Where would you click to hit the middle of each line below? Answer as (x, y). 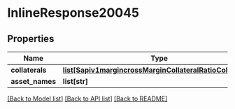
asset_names (34, 81)
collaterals (29, 70)
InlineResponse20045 (73, 13)
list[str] (76, 81)
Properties (31, 39)
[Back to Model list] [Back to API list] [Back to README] (87, 99)
